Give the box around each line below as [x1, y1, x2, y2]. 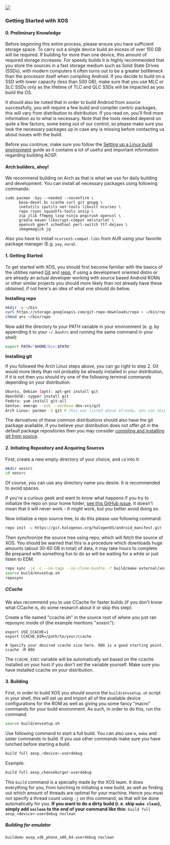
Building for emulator [5, 822, 51, 828]
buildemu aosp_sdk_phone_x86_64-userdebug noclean [5, 834, 114, 840]
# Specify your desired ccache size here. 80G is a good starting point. [5, 643, 164, 648]
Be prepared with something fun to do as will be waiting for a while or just [5, 550, 159, 557]
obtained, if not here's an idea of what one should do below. [5, 285, 131, 291]
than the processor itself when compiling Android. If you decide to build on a [5, 74, 165, 80]
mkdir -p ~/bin [5, 305, 37, 310]
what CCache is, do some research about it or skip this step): [5, 604, 133, 610]
